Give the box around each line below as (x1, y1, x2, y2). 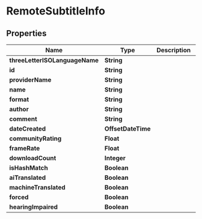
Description (156, 46, 191, 54)
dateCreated (9, 125, 46, 133)
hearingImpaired (9, 203, 58, 211)
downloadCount (9, 154, 57, 162)
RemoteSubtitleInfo (6, 4, 105, 18)
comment (9, 115, 37, 123)
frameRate (9, 144, 40, 152)
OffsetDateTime (104, 125, 151, 133)
